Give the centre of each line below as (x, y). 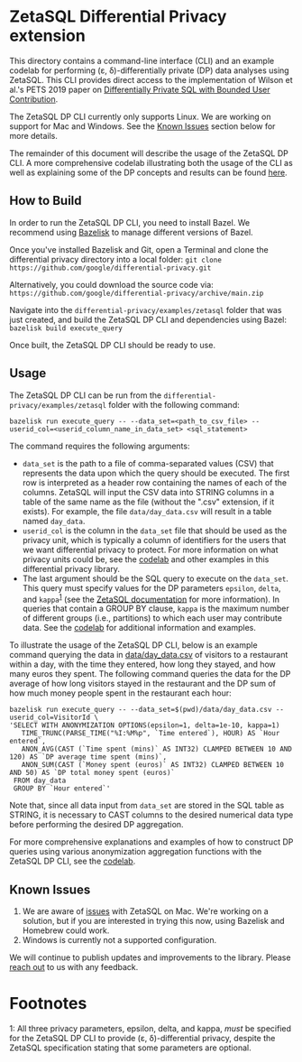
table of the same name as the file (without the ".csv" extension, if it (148, 502)
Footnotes (48, 1004)
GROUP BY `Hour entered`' (62, 789)
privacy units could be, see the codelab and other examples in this (146, 559)
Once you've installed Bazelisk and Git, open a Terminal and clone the (139, 249)
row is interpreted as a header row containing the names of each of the (154, 482)
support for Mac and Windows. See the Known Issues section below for (142, 126)
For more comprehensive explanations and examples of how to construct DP (151, 842)
